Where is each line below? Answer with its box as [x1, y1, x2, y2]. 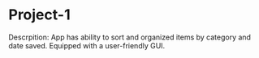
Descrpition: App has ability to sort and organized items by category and [8, 32, 252, 42]
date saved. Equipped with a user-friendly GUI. [8, 40, 166, 50]
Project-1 [8, 6, 71, 24]
